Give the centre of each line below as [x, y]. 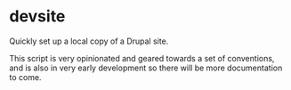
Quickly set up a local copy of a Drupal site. [89, 41]
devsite [37, 16]
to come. [25, 77]
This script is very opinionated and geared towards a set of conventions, [142, 58]
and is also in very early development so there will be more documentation [146, 68]
